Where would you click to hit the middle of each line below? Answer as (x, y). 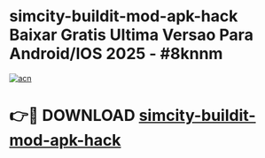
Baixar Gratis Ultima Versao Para (132, 35)
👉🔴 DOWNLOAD (72, 116)
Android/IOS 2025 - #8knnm (116, 54)
